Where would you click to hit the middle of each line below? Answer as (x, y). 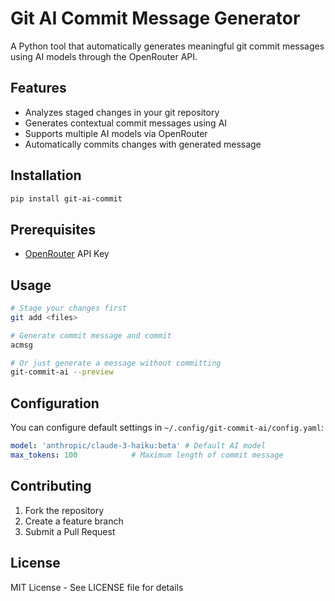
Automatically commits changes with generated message (143, 144)
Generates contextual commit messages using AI (126, 123)
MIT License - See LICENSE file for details (97, 587)
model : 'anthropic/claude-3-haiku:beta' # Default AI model (138, 446)
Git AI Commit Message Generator (155, 18)
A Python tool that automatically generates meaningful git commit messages (167, 46)
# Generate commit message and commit (91, 335)
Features (38, 88)
